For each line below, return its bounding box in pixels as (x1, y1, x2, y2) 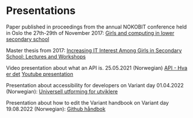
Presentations (6, 4, 76, 17)
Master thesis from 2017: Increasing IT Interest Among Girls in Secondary (6, 47, 182, 53)
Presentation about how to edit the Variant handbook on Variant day (6, 99, 169, 106)
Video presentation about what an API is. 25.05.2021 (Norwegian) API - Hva (6, 64, 188, 71)
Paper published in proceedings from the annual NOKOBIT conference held (6, 23, 187, 30)
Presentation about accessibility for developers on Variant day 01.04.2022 (6, 81, 184, 88)
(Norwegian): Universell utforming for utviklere (6, 88, 118, 95)
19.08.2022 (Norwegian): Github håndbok (6, 105, 106, 112)
